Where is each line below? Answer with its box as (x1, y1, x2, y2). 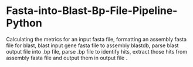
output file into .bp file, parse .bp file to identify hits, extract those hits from (6, 48, 188, 55)
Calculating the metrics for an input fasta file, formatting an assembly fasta (6, 36, 187, 43)
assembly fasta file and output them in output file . (6, 54, 128, 61)
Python (6, 16, 42, 30)
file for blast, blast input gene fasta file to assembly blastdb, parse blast (6, 42, 179, 49)
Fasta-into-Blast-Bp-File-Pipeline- (6, 4, 178, 17)
